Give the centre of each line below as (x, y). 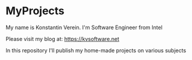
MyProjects (35, 11)
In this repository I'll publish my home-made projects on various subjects (96, 50)
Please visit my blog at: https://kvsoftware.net (63, 39)
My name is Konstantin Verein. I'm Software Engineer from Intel (84, 27)
